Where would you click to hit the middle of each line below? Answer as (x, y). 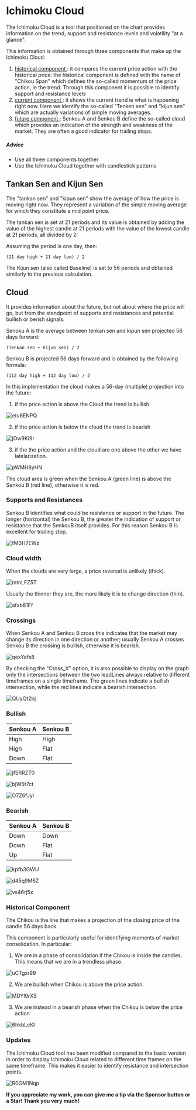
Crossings (21, 620)
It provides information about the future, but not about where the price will (95, 306)
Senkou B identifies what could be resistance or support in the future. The (95, 513)
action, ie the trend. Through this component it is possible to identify (97, 87)
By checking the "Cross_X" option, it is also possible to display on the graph (97, 668)
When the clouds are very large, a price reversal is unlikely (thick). (86, 571)
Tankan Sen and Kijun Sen (55, 184)
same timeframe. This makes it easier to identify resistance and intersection (97, 1065)
